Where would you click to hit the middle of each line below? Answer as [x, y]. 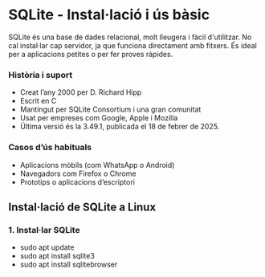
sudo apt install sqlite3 [57, 256]
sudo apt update [47, 247]
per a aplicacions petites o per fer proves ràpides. [91, 54]
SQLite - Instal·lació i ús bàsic [109, 15]
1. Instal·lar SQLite [44, 230]
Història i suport [41, 75]
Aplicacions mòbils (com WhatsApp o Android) [97, 165]
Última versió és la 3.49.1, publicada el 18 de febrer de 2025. [120, 127]
